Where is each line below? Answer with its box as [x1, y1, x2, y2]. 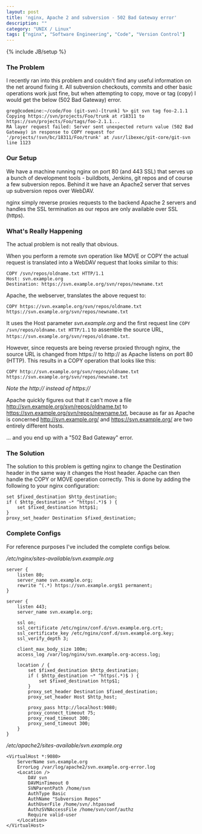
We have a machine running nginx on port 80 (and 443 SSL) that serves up [6, 167, 194, 175]
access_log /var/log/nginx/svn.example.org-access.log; [17, 651, 161, 657]
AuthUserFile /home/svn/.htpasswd [28, 801, 115, 807]
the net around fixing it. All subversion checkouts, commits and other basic [6, 83, 193, 91]
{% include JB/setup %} [6, 48, 67, 55]
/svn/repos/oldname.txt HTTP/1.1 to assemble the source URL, [6, 326, 164, 334]
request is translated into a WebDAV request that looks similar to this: [6, 259, 178, 266]
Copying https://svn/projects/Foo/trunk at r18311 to [6, 113, 145, 119]
